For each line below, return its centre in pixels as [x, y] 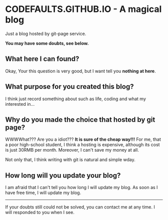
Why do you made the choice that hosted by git [80, 119]
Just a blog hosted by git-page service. [46, 33]
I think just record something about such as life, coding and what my [76, 99]
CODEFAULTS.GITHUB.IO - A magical [83, 9]
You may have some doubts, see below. [47, 43]
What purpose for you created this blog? [69, 87]
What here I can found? [42, 59]
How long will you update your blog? [63, 175]
